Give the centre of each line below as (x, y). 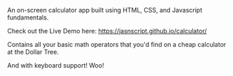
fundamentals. (28, 17)
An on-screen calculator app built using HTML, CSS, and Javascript (105, 10)
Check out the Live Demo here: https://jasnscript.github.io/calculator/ (107, 31)
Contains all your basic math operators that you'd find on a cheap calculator (117, 44)
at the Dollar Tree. (33, 52)
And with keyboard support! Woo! (56, 65)
